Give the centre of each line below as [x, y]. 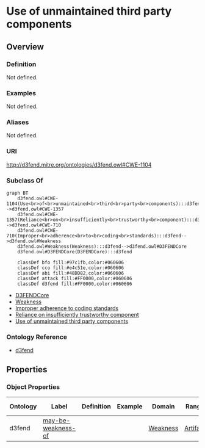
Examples [21, 93]
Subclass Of [25, 180]
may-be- [56, 421]
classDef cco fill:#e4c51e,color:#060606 [70, 268]
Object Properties [33, 387]
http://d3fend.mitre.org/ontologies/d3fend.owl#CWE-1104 [79, 164]
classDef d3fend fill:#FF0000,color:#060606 [75, 284]
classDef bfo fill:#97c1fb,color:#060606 [70, 263]
